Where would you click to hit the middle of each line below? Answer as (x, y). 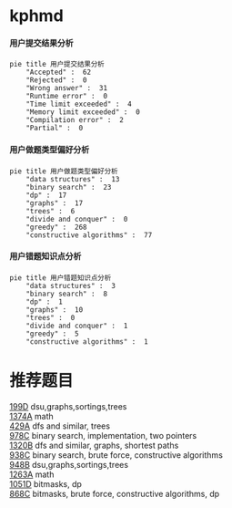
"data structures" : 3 (71, 285)
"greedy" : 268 (57, 227)
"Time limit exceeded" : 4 (79, 104)
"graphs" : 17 (55, 203)
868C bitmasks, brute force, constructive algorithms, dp (115, 493)
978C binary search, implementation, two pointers (103, 435)
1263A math (32, 474)
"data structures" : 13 (73, 179)
